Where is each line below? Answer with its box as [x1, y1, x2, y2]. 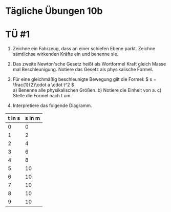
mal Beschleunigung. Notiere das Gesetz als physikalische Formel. [12, 67, 154, 73]
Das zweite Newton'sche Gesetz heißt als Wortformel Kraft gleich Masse [12, 61, 166, 67]
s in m [25, 115, 40, 122]
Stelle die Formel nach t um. [12, 93, 72, 99]
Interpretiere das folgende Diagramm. [12, 102, 92, 109]
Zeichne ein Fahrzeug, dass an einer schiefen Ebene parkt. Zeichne [12, 46, 156, 52]
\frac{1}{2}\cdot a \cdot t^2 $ [12, 82, 74, 88]
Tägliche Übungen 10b [5, 5, 103, 17]
